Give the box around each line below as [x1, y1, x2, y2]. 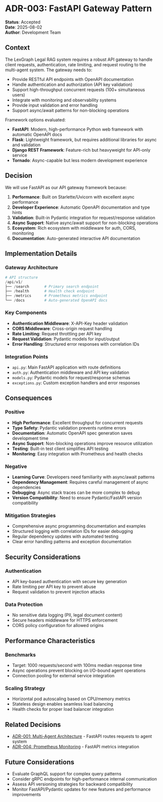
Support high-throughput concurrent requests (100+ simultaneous [12, 86, 145, 93]
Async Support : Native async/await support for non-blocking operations [12, 220, 158, 226]
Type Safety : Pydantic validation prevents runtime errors [12, 425, 127, 430]
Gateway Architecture [5, 264, 58, 271]
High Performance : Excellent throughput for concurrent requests [12, 420, 143, 426]
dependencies [12, 485, 41, 490]
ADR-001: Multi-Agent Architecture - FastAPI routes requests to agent [12, 733, 152, 739]
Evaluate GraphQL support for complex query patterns [12, 771, 122, 777]
